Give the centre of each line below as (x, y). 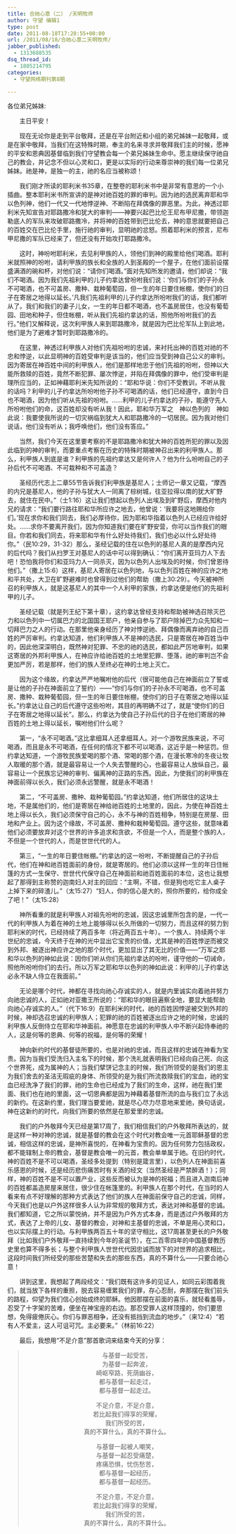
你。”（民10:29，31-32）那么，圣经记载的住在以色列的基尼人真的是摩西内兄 (116, 544)
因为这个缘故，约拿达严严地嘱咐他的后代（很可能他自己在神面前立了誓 (121, 679)
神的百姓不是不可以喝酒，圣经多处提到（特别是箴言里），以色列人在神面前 (113, 1161)
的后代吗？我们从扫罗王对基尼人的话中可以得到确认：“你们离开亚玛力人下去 (117, 553)
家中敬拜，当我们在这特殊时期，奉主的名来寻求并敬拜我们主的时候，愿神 (124, 145)
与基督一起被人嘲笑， (127, 1447)
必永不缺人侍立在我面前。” (44, 976)
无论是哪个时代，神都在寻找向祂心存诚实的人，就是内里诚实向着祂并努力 (124, 991)
